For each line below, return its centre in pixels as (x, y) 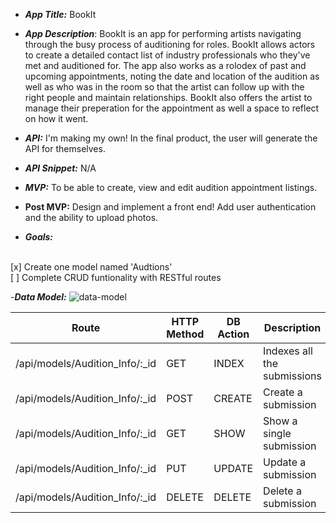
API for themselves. (65, 148)
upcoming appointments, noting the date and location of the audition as (172, 76)
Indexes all (288, 351)
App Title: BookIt (60, 14)
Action (233, 334)
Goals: (39, 237)
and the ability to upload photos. (91, 217)
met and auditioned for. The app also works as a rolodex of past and (165, 65)
